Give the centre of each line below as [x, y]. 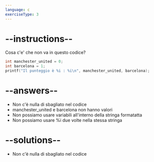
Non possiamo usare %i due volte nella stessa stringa [67, 120]
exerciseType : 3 [22, 14]
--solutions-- [33, 140]
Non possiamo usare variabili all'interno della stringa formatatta [77, 115]
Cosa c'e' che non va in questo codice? [45, 53]
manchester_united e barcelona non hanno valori [62, 110]
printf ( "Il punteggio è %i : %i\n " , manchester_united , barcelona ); [77, 71]
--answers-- [32, 91]
